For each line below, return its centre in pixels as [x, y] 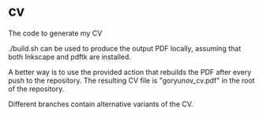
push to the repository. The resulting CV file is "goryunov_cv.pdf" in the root [131, 80]
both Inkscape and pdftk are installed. [70, 57]
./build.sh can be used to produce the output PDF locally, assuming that [125, 48]
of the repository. [36, 88]
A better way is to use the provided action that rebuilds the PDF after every [130, 72]
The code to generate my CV [55, 33]
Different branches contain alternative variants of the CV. [101, 104]
